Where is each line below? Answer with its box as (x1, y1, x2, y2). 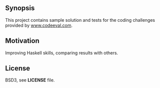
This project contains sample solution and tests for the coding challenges (5, 17, 156, 23)
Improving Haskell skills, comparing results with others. (5, 49, 118, 56)
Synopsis (5, 4, 35, 12)
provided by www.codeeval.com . (5, 22, 73, 28)
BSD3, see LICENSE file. (5, 77, 55, 83)
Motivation (5, 37, 40, 45)
